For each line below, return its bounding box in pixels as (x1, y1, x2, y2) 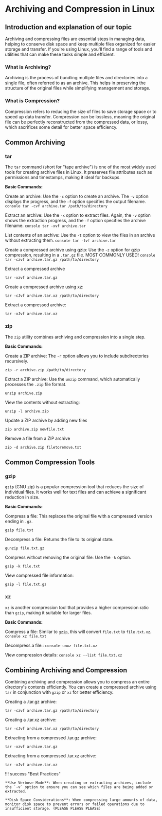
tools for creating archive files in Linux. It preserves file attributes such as (5, 169, 152, 175)
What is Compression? (5, 97, 60, 104)
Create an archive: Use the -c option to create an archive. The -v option (5, 193, 149, 199)
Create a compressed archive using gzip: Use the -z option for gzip (5, 247, 140, 253)
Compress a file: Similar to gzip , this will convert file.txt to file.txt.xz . (5, 629, 152, 635)
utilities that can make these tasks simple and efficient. (5, 51, 115, 57)
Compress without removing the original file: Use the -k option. (5, 554, 131, 561)
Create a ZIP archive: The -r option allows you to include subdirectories (5, 353, 149, 359)
